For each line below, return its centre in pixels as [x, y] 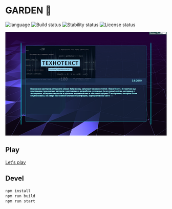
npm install [18, 191]
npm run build [20, 196]
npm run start [20, 201]
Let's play [16, 162]
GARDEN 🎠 [28, 11]
